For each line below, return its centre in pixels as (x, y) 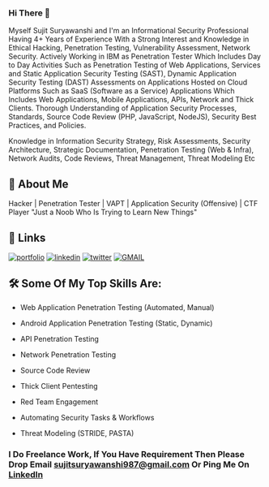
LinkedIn (26, 474)
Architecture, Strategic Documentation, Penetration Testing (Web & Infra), (131, 150)
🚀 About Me (38, 184)
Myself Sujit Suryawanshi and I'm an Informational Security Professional (128, 31)
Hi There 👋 (29, 13)
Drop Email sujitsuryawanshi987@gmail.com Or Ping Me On (129, 464)
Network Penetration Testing (68, 354)
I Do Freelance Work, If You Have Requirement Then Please (127, 454)
